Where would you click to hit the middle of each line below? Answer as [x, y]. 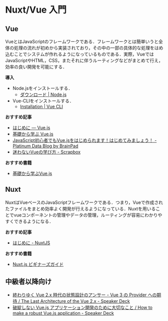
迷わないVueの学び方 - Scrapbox [47, 152]
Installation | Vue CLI [41, 106]
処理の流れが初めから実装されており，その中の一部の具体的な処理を [84, 48]
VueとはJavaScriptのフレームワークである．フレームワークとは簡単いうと [82, 41]
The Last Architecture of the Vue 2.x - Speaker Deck [75, 301]
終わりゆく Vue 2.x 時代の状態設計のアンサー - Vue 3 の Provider [79, 295]
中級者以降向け [28, 282]
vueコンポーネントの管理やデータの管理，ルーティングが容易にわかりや [88, 215]
